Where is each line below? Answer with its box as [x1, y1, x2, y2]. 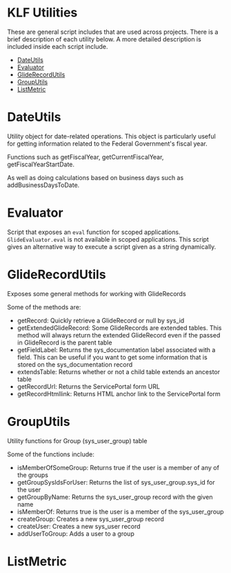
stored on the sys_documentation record [17, 360, 133, 369]
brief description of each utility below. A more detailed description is [7, 35, 201, 43]
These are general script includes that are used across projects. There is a [7, 28, 219, 36]
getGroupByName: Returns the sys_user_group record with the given [17, 492, 213, 501]
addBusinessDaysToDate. [7, 181, 80, 189]
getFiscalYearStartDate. [7, 160, 74, 168]
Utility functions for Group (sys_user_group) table [7, 436, 148, 445]
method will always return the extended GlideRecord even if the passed [17, 331, 221, 339]
